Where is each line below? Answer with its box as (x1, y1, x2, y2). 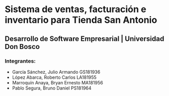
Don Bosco (5, 42, 40, 51)
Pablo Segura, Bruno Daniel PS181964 (12, 85, 92, 91)
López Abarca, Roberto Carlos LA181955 (12, 74, 97, 80)
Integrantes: (5, 57, 36, 64)
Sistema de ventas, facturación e (5, 4, 147, 15)
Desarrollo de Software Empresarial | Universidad (5, 34, 164, 43)
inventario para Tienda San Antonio (5, 14, 157, 26)
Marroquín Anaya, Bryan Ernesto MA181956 (12, 79, 104, 85)
